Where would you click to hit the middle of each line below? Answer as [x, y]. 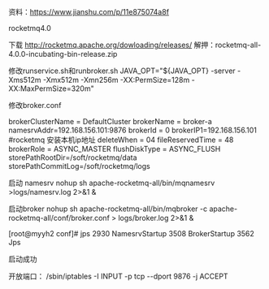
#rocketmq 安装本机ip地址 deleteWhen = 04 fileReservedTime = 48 [121, 140]
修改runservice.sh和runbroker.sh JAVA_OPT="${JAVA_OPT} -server [122, 71]
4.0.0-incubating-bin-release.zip [63, 54]
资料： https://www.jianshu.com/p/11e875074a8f [89, 12]
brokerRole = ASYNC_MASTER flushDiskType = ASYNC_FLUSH [115, 149]
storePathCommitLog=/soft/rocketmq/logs [79, 166]
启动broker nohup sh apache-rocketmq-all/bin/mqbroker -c [108, 209]
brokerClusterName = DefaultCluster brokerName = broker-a [111, 121]
